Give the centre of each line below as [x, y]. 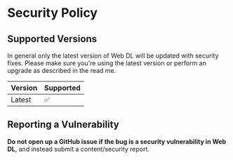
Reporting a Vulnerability [63, 125]
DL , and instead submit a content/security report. [78, 149]
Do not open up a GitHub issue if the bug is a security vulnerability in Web [117, 141]
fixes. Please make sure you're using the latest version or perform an [107, 63]
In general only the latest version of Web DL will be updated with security [113, 55]
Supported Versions [52, 39]
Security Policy [53, 13]
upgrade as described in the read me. [62, 71]
